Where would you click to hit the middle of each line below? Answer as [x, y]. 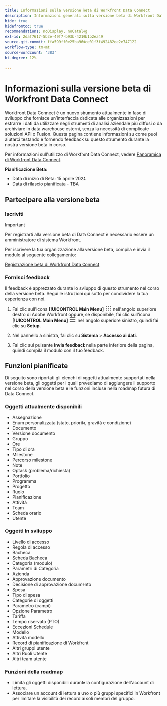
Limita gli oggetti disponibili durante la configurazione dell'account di [83, 682]
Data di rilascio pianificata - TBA [45, 184]
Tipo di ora [23, 449]
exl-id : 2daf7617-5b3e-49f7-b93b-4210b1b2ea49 [54, 37]
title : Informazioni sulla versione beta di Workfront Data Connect [78, 10]
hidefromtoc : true [24, 26]
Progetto [21, 487]
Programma [24, 481]
